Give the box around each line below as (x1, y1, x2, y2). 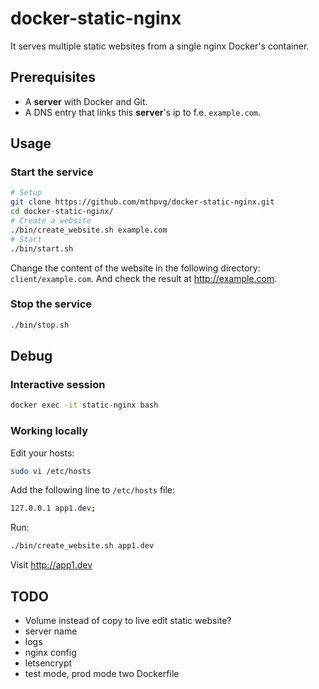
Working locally (10, 424, 89, 438)
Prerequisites (10, 69, 96, 86)
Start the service (10, 165, 94, 179)
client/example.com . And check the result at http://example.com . (10, 272, 278, 284)
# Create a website (10, 216, 92, 226)
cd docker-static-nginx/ (10, 207, 114, 217)
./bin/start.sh (10, 243, 74, 254)
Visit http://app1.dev (10, 559, 93, 571)
